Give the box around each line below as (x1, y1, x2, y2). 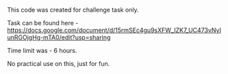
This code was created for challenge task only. (7, 6, 139, 14)
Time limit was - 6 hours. (7, 47, 77, 54)
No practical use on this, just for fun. (7, 60, 110, 67)
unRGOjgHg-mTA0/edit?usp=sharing (7, 33, 111, 41)
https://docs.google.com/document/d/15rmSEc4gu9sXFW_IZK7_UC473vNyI (7, 26, 221, 34)
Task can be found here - (7, 19, 79, 26)
